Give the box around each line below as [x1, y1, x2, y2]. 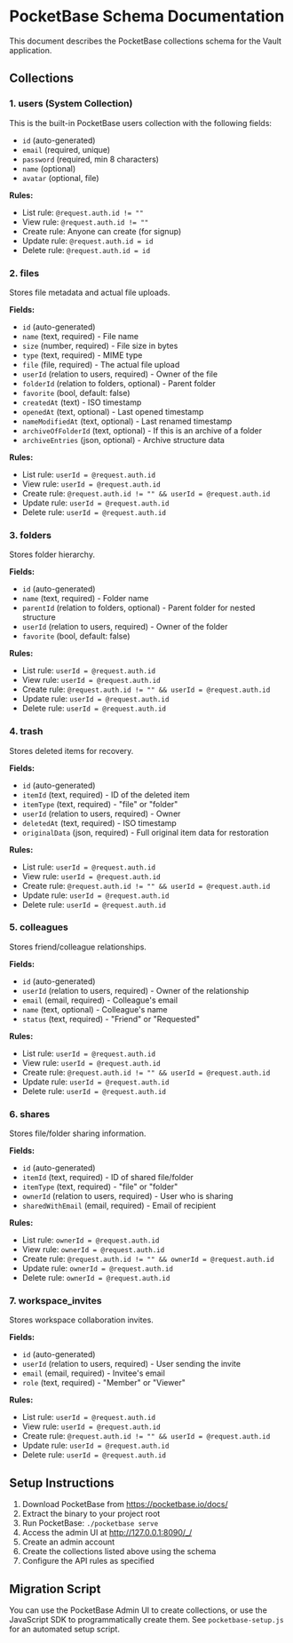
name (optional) [21, 163, 76, 174]
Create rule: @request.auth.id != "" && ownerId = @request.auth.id [21, 1254, 275, 1265]
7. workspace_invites [9, 1295, 102, 1307]
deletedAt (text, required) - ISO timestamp [21, 817, 178, 828]
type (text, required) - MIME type [21, 349, 143, 361]
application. [9, 44, 52, 55]
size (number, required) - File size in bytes [21, 340, 178, 351]
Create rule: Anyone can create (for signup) [21, 226, 182, 236]
